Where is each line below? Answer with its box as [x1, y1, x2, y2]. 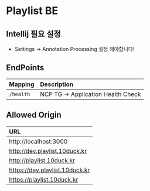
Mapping [9, 80, 35, 88]
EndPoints [6, 63, 45, 73]
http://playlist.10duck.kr [9, 156, 75, 165]
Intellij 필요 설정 [6, 29, 61, 39]
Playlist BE [6, 4, 59, 18]
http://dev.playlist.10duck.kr [9, 146, 87, 155]
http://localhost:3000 [9, 137, 68, 145]
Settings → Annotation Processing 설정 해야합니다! [14, 46, 135, 52]
